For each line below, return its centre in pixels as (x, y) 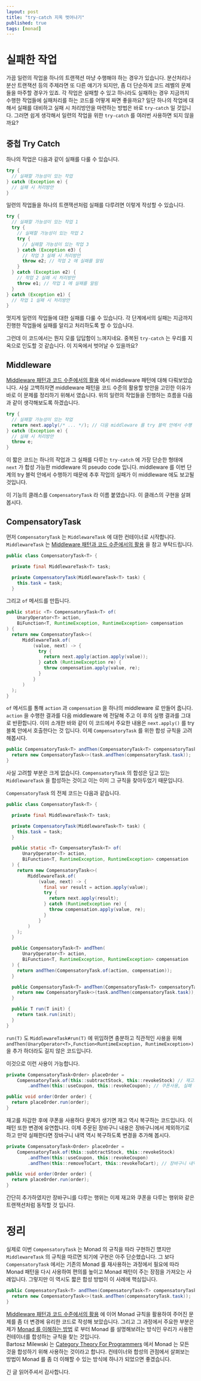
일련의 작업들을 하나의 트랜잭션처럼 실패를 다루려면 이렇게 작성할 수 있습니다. (96, 205)
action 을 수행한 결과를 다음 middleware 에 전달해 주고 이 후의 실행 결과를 (93, 715)
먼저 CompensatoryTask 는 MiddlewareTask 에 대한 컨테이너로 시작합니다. (91, 537)
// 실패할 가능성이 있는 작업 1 (45, 222)
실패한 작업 (32, 60)
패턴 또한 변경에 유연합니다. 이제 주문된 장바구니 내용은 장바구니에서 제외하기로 (98, 1127)
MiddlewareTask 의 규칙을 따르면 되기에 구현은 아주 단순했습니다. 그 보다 (90, 1256)
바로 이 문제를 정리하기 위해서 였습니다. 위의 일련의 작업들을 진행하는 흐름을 (94, 395)
